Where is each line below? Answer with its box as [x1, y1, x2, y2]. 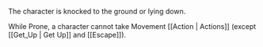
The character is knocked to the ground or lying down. [8, 7, 186, 16]
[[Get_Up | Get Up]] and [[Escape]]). [8, 31, 127, 39]
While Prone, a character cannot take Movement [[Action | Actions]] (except [8, 22, 257, 31]
